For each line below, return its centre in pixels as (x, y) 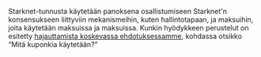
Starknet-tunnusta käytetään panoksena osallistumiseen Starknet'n (118, 11)
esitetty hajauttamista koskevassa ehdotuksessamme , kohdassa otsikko (125, 36)
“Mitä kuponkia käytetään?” (53, 45)
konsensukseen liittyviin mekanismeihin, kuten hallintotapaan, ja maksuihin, (131, 20)
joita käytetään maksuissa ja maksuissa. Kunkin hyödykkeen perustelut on (129, 28)
